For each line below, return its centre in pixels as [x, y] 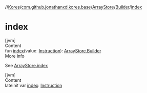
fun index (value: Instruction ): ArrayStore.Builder [53, 50]
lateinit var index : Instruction [34, 85]
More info [15, 56]
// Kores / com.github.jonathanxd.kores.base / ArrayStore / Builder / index [74, 7]
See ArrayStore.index [26, 65]
